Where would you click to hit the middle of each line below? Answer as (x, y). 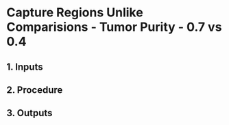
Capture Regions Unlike (75, 13)
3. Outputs (29, 113)
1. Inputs (25, 67)
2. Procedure (35, 90)
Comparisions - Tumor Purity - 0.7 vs (114, 27)
